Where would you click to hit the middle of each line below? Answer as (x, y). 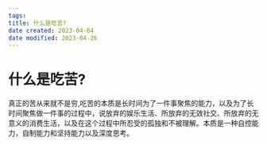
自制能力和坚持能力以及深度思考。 (77, 133)
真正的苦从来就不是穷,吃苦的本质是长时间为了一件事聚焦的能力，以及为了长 (131, 104)
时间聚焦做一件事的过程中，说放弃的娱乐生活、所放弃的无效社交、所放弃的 (130, 113)
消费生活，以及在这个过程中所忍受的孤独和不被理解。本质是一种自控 (140, 123)
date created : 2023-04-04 (51, 30)
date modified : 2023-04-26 (53, 38)
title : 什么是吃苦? (37, 23)
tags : (17, 16)
